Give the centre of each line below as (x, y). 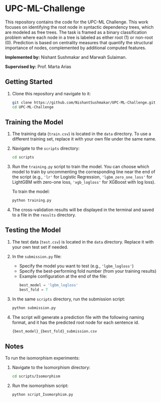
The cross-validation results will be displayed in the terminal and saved (83, 210)
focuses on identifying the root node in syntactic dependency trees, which (79, 27)
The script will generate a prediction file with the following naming (78, 317)
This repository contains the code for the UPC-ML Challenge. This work (77, 22)
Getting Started (29, 82)
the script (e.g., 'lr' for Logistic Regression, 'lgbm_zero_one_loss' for (82, 177)
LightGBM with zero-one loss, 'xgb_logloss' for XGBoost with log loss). (84, 182)
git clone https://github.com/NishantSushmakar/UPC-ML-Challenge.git (84, 103)
